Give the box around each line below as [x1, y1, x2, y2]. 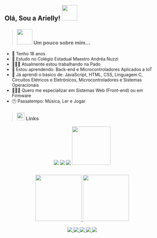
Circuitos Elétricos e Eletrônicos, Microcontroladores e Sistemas [11, 77, 142, 83]
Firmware [11, 92, 31, 99]
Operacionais [11, 82, 39, 88]
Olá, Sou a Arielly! [4, 14, 61, 23]
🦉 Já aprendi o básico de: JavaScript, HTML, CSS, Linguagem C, [11, 71, 143, 77]
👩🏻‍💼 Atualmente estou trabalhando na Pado [11, 61, 101, 67]
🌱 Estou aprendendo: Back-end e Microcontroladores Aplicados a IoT [11, 66, 153, 72]
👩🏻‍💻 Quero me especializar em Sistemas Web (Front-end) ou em [11, 87, 143, 93]
